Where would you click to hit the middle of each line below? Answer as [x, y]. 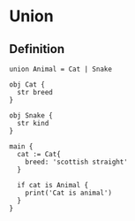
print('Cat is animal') [69, 193]
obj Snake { [31, 116]
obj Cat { [27, 85]
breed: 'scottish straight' [76, 162]
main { [21, 147]
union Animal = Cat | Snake [61, 69]
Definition [37, 49]
